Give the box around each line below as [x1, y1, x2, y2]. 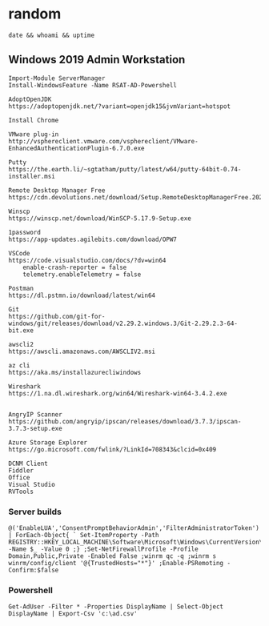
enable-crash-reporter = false [22, 263, 127, 271]
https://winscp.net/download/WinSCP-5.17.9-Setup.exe [8, 214, 192, 223]
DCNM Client [8, 459, 48, 467]
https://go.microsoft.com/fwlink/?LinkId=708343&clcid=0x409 [8, 445, 217, 453]
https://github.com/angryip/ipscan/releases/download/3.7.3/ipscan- [8, 417, 242, 425]
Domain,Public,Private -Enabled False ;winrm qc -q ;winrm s [8, 552, 217, 560]
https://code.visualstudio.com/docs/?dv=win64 [8, 256, 167, 264]
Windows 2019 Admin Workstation [8, 53, 186, 66]
